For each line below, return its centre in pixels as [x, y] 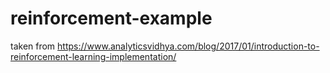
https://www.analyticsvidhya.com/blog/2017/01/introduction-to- [188, 46]
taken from [33, 46]
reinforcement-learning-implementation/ [93, 56]
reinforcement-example [111, 18]
